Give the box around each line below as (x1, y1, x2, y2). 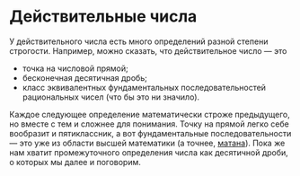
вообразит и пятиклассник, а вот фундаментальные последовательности (9, 128, 292, 138)
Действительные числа (9, 6, 198, 27)
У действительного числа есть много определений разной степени (9, 36, 269, 47)
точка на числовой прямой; (22, 63, 128, 74)
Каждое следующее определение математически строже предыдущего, (9, 109, 290, 119)
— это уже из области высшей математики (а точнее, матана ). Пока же (9, 137, 286, 148)
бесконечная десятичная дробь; (22, 72, 148, 83)
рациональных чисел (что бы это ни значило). (22, 92, 200, 102)
